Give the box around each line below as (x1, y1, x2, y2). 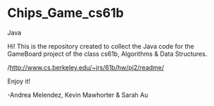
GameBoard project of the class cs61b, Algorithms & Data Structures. (7, 49, 208, 58)
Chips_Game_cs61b (7, 5, 125, 21)
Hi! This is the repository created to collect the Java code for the (7, 42, 195, 50)
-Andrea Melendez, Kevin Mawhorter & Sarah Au (7, 90, 149, 99)
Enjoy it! (7, 76, 31, 86)
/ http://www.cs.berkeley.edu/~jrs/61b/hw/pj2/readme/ (7, 63, 164, 71)
